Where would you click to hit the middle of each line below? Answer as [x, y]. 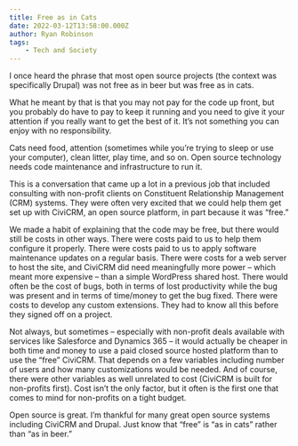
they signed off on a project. [61, 315]
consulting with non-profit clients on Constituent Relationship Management [147, 194]
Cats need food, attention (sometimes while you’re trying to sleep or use [141, 148]
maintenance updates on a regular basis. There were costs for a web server [148, 258]
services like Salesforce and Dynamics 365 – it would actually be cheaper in [148, 341]
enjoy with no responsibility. [60, 131]
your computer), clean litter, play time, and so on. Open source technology [145, 157]
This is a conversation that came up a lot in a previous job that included [140, 184]
